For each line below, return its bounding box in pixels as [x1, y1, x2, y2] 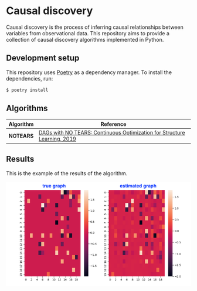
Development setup [6, 53, 80, 63]
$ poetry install [6, 87, 49, 93]
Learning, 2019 [38, 135, 76, 142]
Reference [100, 121, 127, 128]
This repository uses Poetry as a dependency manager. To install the [6, 69, 172, 76]
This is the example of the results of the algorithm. [6, 169, 128, 177]
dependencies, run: [6, 75, 53, 82]
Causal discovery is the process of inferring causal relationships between [6, 24, 184, 31]
